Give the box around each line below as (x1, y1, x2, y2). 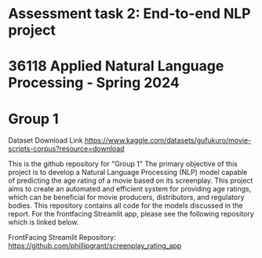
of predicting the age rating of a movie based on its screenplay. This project (8, 176, 253, 185)
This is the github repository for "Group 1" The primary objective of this (8, 159, 238, 169)
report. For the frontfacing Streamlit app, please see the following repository (8, 209, 255, 219)
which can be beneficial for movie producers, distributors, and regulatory (8, 193, 245, 202)
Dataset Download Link (8, 136, 84, 145)
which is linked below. (8, 217, 79, 227)
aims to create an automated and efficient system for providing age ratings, (8, 184, 252, 194)
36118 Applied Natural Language (8, 57, 224, 75)
